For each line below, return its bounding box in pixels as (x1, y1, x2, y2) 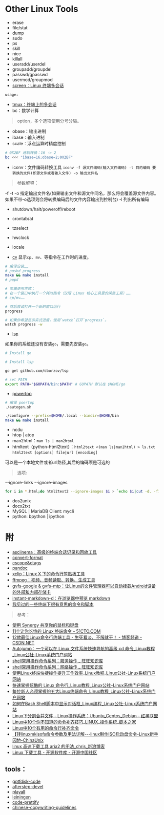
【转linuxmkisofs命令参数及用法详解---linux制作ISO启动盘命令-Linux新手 (12, 731, 159, 737)
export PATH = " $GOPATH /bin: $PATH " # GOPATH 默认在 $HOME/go (5, 382, 125, 386)
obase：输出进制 (12, 128, 46, 134)
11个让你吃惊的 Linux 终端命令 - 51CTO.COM (12, 628, 101, 634)
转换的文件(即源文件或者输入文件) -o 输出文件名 (12, 171, 99, 175)
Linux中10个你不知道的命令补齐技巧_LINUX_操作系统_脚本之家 (12, 719, 137, 725)
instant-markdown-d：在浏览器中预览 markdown (12, 595, 111, 601)
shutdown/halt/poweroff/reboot (12, 206, 76, 212)
